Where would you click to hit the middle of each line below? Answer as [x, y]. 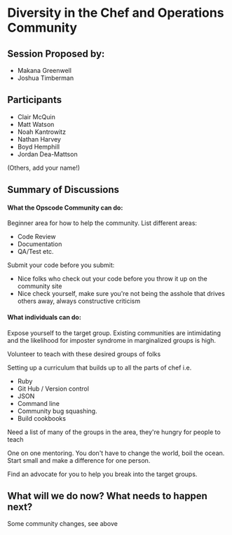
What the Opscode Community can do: [65, 208]
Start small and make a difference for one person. [79, 460]
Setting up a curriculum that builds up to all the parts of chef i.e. [100, 367]
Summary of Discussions [63, 190]
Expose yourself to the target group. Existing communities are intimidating [114, 333]
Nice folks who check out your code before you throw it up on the [112, 279]
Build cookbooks [42, 418]
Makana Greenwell [45, 70]
